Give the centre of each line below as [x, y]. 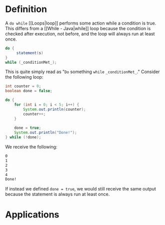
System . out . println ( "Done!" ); [46, 133]
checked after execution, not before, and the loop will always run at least [80, 34]
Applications [32, 214]
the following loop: [24, 77]
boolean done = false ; [29, 91]
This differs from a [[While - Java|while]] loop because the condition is [78, 28]
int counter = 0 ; [23, 86]
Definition [26, 9]
